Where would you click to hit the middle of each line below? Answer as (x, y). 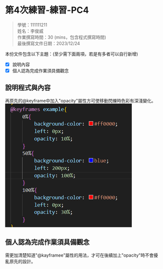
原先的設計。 (22, 261)
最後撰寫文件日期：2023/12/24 (49, 43)
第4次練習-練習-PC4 (47, 10)
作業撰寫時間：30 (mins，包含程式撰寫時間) (61, 37)
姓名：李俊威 (30, 31)
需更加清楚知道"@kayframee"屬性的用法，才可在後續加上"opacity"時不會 (80, 255)
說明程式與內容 (28, 88)
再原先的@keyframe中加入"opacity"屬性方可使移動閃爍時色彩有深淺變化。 (81, 101)
